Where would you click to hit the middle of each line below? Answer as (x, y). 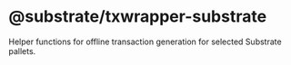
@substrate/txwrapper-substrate (138, 17)
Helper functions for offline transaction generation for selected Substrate (145, 42)
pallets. (22, 51)
